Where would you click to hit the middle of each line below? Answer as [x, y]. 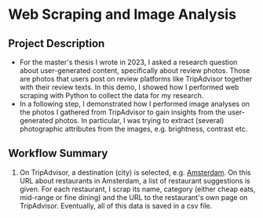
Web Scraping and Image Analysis [122, 15]
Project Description [57, 44]
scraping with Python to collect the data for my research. [111, 95]
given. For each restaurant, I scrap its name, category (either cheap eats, [137, 189]
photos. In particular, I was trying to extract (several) [139, 120]
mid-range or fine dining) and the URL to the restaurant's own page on [133, 197]
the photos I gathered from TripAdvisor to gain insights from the [122, 112]
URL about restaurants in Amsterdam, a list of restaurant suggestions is [135, 180]
